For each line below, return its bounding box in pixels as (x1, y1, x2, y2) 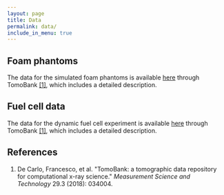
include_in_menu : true (7, 29, 72, 37)
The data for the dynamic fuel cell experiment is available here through (7, 119, 208, 127)
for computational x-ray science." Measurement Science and (17, 172, 191, 180)
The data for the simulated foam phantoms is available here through (7, 73, 200, 82)
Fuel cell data (7, 101, 65, 113)
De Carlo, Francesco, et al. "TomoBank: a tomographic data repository (17, 165, 217, 173)
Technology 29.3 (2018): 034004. (17, 179, 113, 187)
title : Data (7, 17, 41, 24)
